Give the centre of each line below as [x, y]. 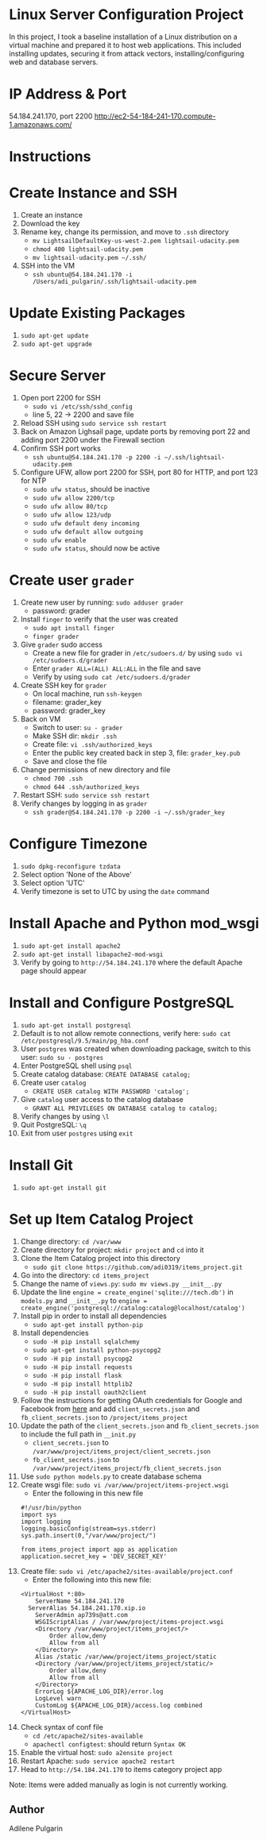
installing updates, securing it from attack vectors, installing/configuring [127, 53]
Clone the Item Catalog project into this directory [101, 1258]
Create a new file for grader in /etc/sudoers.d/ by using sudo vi [137, 652]
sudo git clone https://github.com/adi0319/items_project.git [137, 1267]
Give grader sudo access [61, 644]
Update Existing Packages [97, 313]
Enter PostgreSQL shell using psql [76, 1066]
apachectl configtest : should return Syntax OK [109, 1744]
